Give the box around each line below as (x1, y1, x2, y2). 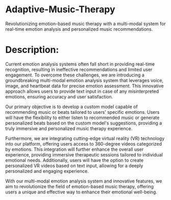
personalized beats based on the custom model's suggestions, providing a (5, 119, 162, 126)
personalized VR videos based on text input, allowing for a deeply (5, 163, 143, 169)
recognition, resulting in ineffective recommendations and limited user (5, 66, 153, 72)
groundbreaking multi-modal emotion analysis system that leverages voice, (5, 77, 164, 83)
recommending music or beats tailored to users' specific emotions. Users (5, 109, 160, 115)
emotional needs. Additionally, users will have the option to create (5, 157, 144, 163)
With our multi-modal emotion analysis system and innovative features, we (5, 178, 162, 184)
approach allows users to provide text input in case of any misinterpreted (5, 88, 159, 94)
